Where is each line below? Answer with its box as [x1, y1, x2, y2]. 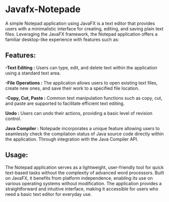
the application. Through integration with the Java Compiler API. [5, 136, 139, 142]
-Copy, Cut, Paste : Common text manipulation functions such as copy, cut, [5, 95, 162, 101]
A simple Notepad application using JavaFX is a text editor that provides [5, 20, 155, 26]
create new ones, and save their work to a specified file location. [5, 85, 140, 91]
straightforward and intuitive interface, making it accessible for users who [5, 186, 159, 192]
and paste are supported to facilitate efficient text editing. [5, 100, 125, 106]
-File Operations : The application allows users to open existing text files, [5, 79, 158, 86]
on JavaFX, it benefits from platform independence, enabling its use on [5, 175, 153, 181]
